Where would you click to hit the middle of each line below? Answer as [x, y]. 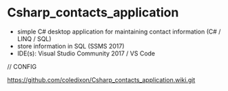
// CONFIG [22, 66]
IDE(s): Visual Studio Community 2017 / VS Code [86, 53]
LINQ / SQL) [34, 38]
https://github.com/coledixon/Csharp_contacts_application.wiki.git [101, 79]
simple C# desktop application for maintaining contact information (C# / [119, 31]
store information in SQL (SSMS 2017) [71, 46]
